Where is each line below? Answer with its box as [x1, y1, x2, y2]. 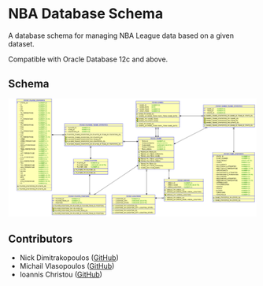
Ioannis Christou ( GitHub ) [19, 269, 102, 280]
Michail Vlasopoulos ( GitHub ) [19, 262, 115, 271]
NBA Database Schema [8, 5, 164, 23]
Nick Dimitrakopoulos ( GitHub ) [19, 253, 120, 262]
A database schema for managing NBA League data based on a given [8, 31, 235, 40]
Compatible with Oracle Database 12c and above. [8, 54, 169, 64]
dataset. [8, 39, 35, 48]
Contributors [8, 232, 73, 245]
